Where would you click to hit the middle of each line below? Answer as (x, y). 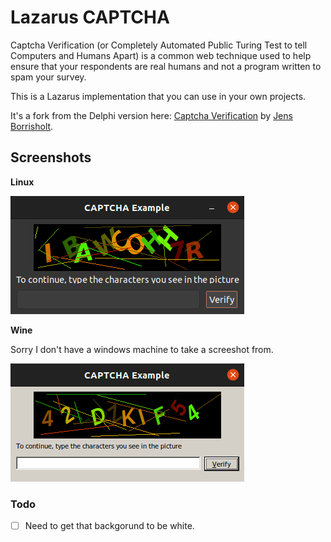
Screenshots (51, 157)
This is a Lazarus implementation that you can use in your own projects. (158, 96)
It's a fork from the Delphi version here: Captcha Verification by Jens (151, 115)
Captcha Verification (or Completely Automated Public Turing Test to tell (159, 45)
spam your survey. (48, 77)
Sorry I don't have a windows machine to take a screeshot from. (142, 349)
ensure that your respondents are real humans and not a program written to (166, 66)
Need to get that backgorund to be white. (109, 526)
